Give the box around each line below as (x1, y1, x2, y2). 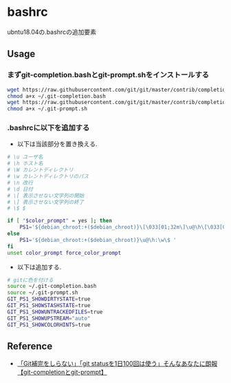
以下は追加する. (16, 262, 62, 271)
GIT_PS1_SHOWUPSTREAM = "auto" (7, 315, 91, 322)
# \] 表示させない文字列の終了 (7, 198, 85, 205)
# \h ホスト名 (7, 160, 43, 167)
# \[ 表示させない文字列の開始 (7, 192, 85, 199)
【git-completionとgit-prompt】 (16, 368, 108, 376)
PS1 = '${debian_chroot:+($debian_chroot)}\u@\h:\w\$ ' (19, 236, 177, 243)
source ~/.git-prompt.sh (7, 289, 78, 296)
